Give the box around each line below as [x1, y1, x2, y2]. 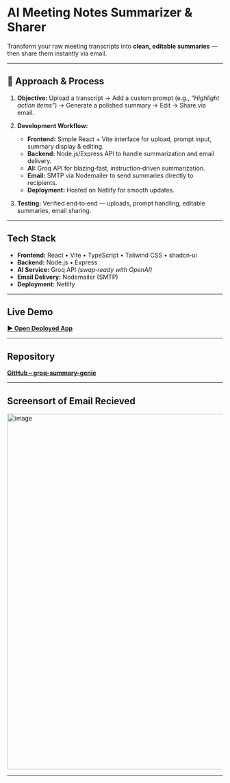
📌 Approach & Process [7, 75, 105, 87]
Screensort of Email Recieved [7, 395, 136, 407]
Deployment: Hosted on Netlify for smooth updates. [27, 186, 175, 194]
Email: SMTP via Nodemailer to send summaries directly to [27, 171, 194, 179]
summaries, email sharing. [16, 206, 92, 214]
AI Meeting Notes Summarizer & [7, 5, 193, 21]
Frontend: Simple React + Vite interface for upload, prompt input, [27, 135, 212, 143]
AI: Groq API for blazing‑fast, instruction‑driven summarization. [27, 164, 205, 172]
